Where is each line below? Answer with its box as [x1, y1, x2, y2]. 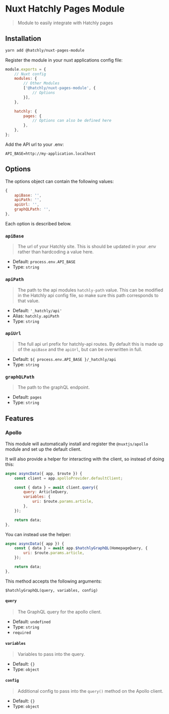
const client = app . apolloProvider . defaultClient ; [14, 475, 123, 481]
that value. [17, 298, 40, 304]
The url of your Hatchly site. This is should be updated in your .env [17, 244, 156, 250]
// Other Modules [23, 81, 60, 86]
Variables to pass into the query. [17, 651, 85, 657]
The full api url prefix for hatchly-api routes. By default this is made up [17, 341, 163, 347]
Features [5, 414, 34, 422]
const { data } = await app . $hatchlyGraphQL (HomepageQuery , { [14, 546, 148, 551]
